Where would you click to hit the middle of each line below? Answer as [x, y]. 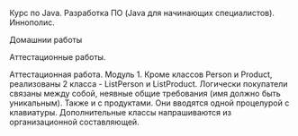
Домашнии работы [46, 40]
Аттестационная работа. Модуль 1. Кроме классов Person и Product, [141, 74]
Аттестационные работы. [58, 57]
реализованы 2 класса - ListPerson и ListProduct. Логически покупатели [149, 84]
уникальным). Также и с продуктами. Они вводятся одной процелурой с [149, 103]
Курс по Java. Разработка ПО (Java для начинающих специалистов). [142, 13]
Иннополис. [32, 22]
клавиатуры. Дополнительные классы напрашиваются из [121, 112]
